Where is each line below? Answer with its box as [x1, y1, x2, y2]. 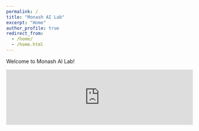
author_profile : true [6, 25, 60, 31]
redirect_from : [6, 31, 44, 37]
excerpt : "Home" [6, 19, 46, 25]
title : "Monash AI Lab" [6, 14, 65, 20]
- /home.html [11, 42, 44, 48]
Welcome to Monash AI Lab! [6, 57, 75, 65]
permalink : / [6, 8, 38, 15]
